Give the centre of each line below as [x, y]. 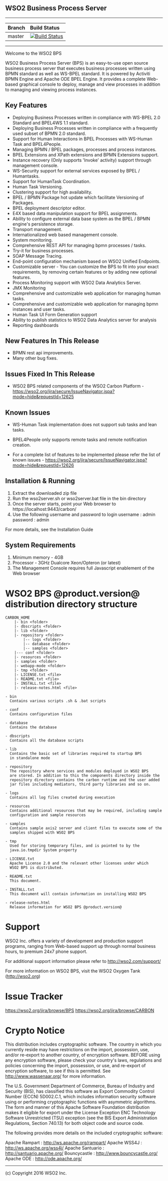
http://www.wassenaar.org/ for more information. [56, 1076]
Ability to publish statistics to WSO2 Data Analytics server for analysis [84, 320]
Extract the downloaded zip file [44, 493]
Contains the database [33, 727]
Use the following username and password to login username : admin [84, 514]
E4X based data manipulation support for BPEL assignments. [75, 213]
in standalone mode [30, 758]
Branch [16, 28]
